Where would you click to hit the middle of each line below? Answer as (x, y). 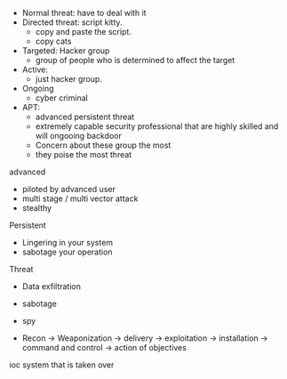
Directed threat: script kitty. (72, 22)
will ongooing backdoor (78, 136)
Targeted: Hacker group (66, 51)
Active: (35, 69)
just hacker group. (68, 79)
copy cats (53, 41)
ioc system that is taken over (62, 365)
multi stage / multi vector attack (80, 198)
